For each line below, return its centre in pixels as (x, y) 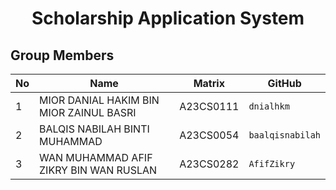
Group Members (62, 55)
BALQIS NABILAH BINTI (94, 129)
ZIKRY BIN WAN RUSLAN (98, 170)
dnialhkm (269, 106)
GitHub (284, 83)
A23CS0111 (209, 106)
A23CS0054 (209, 135)
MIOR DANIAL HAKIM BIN (99, 100)
